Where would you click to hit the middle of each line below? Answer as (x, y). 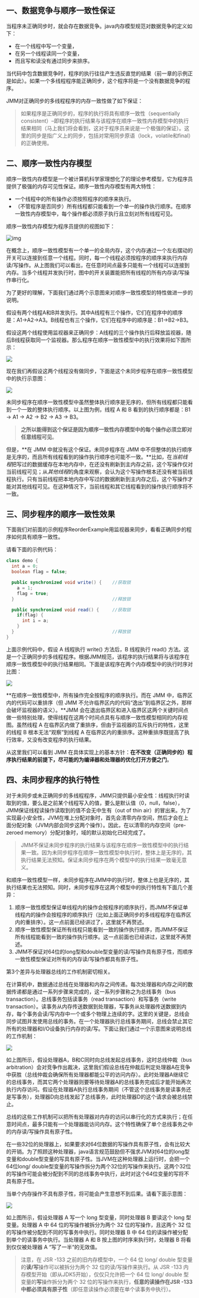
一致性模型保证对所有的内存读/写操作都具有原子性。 (78, 959)
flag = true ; (33, 593)
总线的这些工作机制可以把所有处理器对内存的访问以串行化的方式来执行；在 (97, 1117)
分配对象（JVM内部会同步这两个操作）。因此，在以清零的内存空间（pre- (99, 825)
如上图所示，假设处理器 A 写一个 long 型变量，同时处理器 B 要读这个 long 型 (99, 1217)
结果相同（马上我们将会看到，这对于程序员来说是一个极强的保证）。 (102, 128)
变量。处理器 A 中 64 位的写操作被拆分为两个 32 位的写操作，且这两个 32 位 (99, 1225)
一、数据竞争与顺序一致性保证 (61, 11)
